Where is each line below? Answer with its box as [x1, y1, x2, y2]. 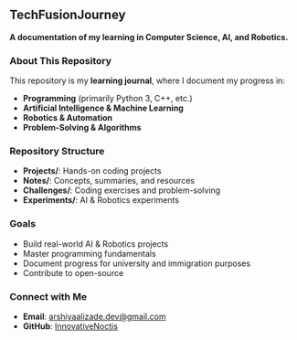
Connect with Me [9, 290, 88, 303]
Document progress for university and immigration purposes [22, 258, 251, 269]
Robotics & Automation [22, 112, 112, 123]
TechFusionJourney [9, 7, 126, 23]
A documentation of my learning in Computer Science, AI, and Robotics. [9, 31, 289, 42]
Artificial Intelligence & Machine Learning [22, 102, 185, 113]
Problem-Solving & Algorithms [22, 122, 142, 133]
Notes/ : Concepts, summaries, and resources [22, 175, 195, 186]
